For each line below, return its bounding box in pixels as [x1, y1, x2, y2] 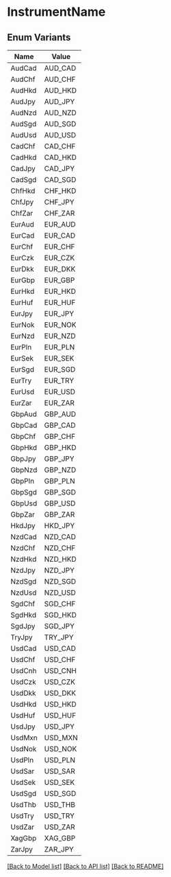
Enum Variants [7, 32, 71, 43]
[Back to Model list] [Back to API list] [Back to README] [7, 863, 164, 870]
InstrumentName [7, 4, 106, 20]
